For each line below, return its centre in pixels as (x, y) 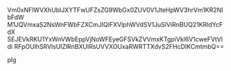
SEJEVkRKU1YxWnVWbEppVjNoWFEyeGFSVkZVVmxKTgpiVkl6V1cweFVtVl (115, 39)
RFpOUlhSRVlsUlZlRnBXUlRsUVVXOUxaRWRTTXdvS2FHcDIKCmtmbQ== (119, 47)
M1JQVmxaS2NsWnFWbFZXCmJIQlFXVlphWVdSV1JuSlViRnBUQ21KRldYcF (115, 24)
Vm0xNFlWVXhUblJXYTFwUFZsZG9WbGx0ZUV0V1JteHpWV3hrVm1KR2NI (115, 10)
